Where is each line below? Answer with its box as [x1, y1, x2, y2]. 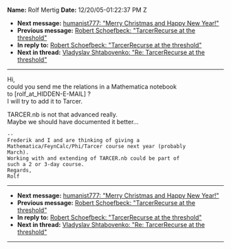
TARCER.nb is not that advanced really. [7, 110, 118, 119]
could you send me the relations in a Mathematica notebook [7, 82, 177, 91]
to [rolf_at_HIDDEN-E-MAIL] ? [7, 90, 91, 98]
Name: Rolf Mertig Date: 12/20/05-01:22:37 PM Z [7, 6, 148, 14]
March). [7, 149, 30, 156]
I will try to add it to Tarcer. [7, 97, 83, 105]
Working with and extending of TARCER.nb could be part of [7, 155, 180, 162]
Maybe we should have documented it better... [7, 118, 139, 126]
